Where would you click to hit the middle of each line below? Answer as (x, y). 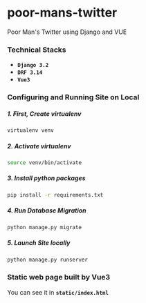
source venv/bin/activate (44, 163)
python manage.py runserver (48, 260)
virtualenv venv (30, 130)
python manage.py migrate (44, 227)
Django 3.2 (33, 66)
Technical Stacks (37, 50)
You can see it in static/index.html (58, 292)
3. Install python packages (46, 178)
